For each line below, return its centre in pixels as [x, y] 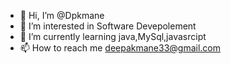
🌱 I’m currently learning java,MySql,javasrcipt [113, 36]
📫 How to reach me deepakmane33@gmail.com [120, 48]
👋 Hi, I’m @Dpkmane [62, 15]
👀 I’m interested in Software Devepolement [108, 26]
